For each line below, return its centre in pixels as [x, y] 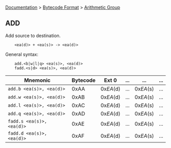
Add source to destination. [33, 36]
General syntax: [22, 54]
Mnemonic [37, 80]
